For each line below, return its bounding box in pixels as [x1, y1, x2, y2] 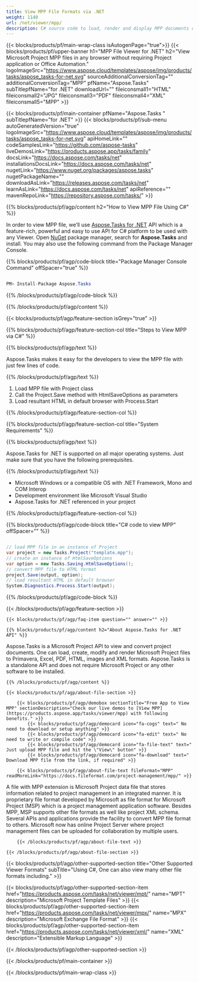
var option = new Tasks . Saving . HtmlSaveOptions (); [6, 561, 134, 567]
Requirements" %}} [6, 427, 54, 434]
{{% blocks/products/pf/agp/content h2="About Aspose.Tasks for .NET [6, 627, 182, 633]
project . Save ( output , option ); [6, 571, 84, 578]
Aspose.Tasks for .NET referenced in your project [14, 498, 136, 506]
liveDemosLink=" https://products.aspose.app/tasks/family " [6, 148, 151, 155]
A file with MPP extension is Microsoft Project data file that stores [6, 784, 166, 791]
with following [130, 711, 168, 716]
